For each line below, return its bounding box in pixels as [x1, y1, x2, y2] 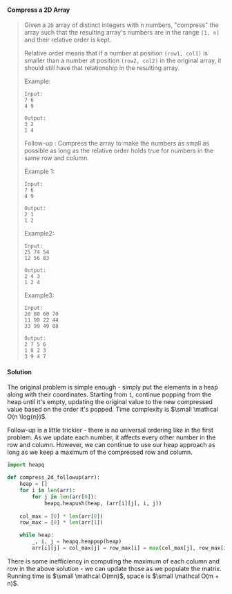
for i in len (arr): [19, 487, 76, 494]
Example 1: [23, 167, 55, 176]
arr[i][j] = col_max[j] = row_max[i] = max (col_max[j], [32, 545, 196, 552]
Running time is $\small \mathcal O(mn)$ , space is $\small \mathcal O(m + [7, 572, 220, 580]
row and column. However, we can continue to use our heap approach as [7, 441, 215, 449]
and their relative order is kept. [23, 35, 112, 44]
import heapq [7, 462, 45, 469]
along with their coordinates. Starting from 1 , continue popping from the [7, 390, 212, 399]
